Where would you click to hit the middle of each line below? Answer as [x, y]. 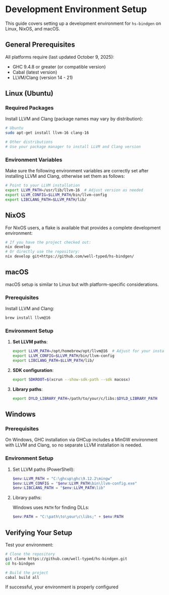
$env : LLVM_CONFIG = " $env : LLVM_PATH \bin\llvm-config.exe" [75, 483]
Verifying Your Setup [39, 532]
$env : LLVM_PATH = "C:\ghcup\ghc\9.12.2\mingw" [62, 478]
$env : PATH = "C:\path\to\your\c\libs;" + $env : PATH [68, 517]
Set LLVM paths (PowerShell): [43, 469]
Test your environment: [29, 545]
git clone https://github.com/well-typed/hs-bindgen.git [66, 559]
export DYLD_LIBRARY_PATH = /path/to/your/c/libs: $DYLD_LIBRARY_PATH [85, 398]
